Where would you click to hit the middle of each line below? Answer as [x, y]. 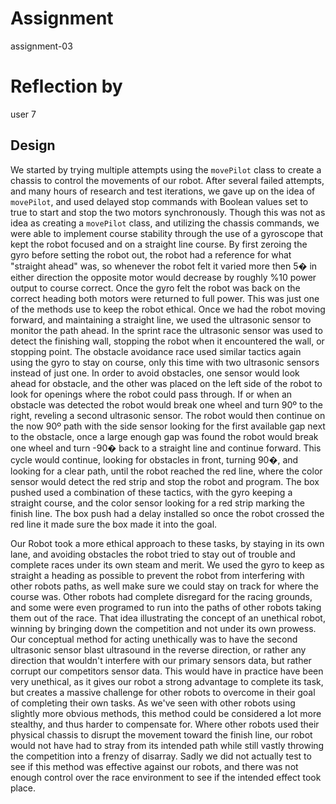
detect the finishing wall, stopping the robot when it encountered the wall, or [167, 341]
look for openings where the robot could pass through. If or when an [151, 394]
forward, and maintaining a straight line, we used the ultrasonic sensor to [161, 319]
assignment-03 [41, 46]
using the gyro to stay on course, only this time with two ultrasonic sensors [165, 362]
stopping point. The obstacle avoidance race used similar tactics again [156, 351]
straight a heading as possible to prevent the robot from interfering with [157, 575]
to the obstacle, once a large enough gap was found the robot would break [164, 436]
